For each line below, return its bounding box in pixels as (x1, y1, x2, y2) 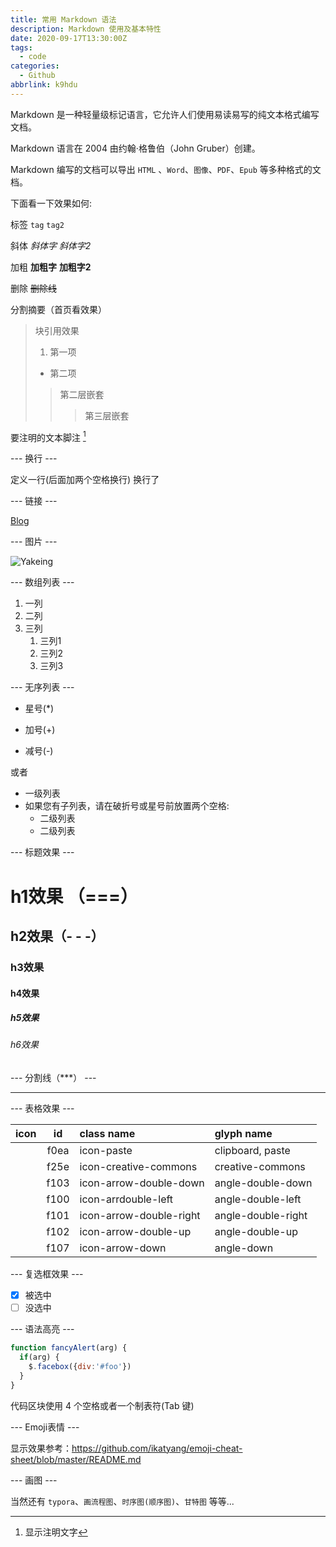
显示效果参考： (10, 1442, 72, 1454)
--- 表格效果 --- (10, 1102, 75, 1115)
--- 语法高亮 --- (10, 1323, 75, 1335)
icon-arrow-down (79, 1241, 167, 1255)
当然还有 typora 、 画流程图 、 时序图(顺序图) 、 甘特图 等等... (10, 1495, 235, 1507)
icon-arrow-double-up (79, 1225, 192, 1239)
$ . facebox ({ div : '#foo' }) (28, 1361, 132, 1371)
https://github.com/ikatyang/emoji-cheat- (71, 1442, 243, 1454)
